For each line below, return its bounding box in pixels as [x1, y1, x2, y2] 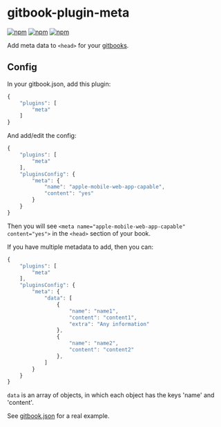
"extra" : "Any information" [68, 320, 150, 327]
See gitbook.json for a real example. [7, 412, 110, 420]
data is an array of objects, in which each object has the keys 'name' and [7, 391, 215, 399]
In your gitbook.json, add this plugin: [7, 80, 111, 88]
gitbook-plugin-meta [7, 5, 130, 21]
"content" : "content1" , [68, 314, 137, 321]
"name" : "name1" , [68, 307, 119, 315]
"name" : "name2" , [68, 340, 119, 347]
